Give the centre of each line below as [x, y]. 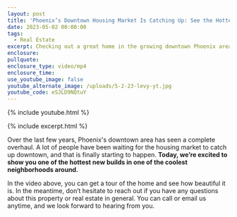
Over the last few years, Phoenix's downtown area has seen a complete [111, 140]
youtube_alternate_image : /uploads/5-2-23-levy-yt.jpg [90, 86]
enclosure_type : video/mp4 [47, 66]
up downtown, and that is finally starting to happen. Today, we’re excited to [117, 155]
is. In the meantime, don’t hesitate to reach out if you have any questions [113, 191]
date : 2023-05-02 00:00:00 [47, 27]
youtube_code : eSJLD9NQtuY [47, 92]
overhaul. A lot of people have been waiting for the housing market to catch [117, 147]
